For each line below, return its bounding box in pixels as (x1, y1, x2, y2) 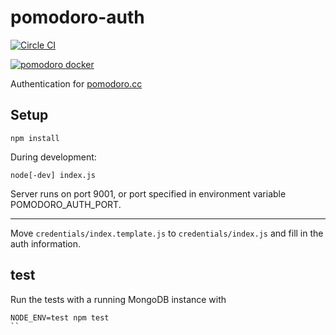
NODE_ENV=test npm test (10, 312, 110, 323)
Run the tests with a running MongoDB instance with (10, 293, 227, 305)
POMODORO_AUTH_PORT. (10, 198, 122, 210)
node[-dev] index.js (10, 170, 97, 180)
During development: (10, 151, 97, 163)
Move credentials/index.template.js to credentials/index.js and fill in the (10, 227, 324, 239)
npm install (10, 133, 60, 143)
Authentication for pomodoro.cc (10, 77, 143, 90)
